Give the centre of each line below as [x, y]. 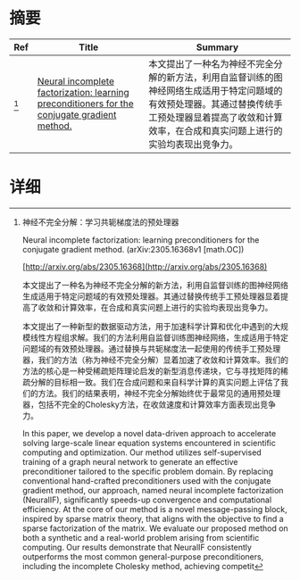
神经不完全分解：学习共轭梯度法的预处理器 [100, 222]
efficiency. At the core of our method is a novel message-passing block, [154, 509]
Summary [217, 47]
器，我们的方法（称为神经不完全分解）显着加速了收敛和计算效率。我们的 [155, 360]
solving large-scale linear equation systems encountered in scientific [149, 443]
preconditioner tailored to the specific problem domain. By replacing [148, 471]
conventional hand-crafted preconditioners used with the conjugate [146, 481]
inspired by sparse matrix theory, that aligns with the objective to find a [153, 518]
